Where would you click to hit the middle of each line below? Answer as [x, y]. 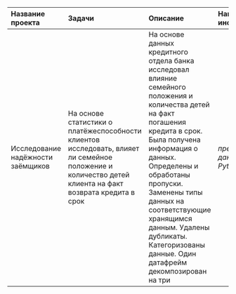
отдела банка [171, 61]
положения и [171, 96]
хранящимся [170, 219]
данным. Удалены [179, 227]
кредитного [168, 52]
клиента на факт [96, 183]
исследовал [169, 69]
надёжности [32, 157]
